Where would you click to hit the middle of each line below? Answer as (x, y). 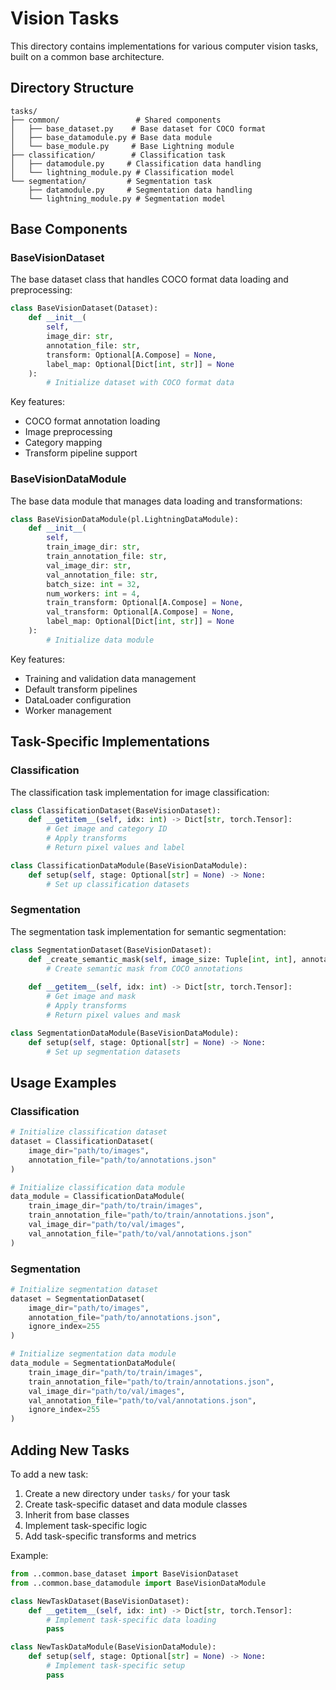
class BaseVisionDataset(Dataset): (84, 308)
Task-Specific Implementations (110, 742)
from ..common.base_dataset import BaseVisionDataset (125, 1574)
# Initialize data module (100, 640)
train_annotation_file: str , (107, 557)
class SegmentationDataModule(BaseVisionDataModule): (125, 1033)
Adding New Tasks (70, 1450)
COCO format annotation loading (92, 421)
